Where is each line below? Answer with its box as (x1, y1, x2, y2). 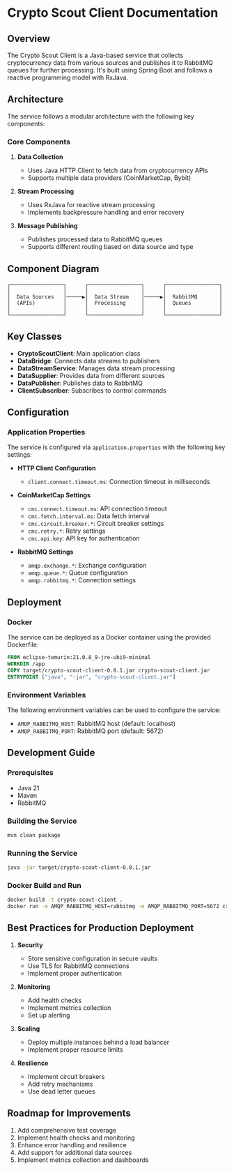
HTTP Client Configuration (17, 464, 96, 472)
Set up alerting (27, 1011, 70, 1019)
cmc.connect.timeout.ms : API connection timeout (27, 504, 167, 513)
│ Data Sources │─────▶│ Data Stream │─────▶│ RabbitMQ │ (7, 293, 223, 301)
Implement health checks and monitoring (17, 1133, 135, 1142)
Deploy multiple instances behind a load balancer (27, 1038, 170, 1046)
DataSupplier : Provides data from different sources (17, 371, 165, 379)
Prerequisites (7, 768, 54, 778)
